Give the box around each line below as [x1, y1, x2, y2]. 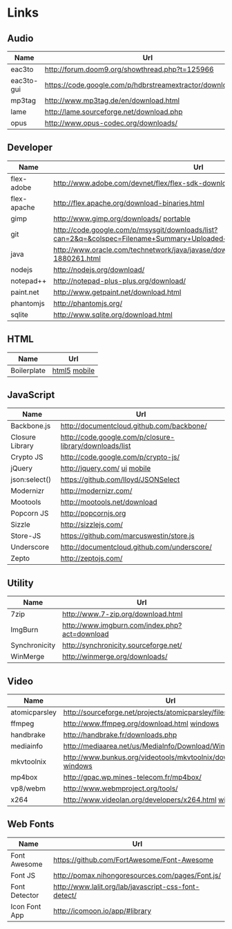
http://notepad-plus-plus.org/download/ [52, 276, 186, 285]
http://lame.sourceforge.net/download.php [44, 107, 183, 116]
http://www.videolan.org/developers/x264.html [63, 795, 217, 804]
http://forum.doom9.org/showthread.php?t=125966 [44, 64, 214, 74]
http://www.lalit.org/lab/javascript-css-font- [52, 881, 200, 891]
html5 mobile [52, 366, 95, 375]
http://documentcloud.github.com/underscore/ [60, 542, 212, 552]
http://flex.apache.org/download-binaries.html [52, 198, 205, 208]
